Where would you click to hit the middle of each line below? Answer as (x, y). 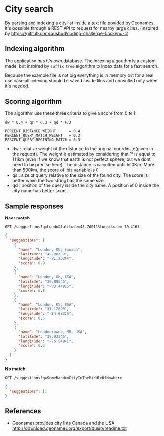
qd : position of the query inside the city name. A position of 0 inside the (85, 185)
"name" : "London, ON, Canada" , (50, 250)
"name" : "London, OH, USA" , (47, 277)
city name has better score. (40, 190)
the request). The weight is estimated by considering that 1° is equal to (84, 154)
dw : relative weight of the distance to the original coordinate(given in (83, 148)
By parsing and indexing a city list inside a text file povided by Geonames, (80, 23)
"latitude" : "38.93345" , (44, 336)
